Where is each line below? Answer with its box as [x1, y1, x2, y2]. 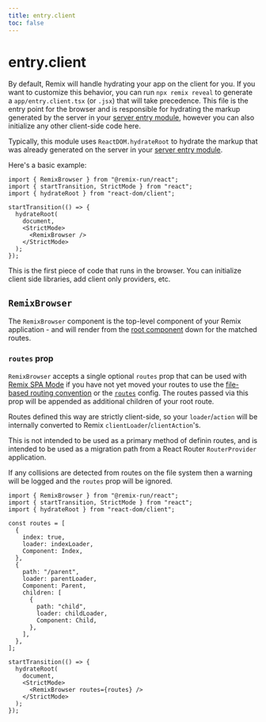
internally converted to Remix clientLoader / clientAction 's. [8, 420, 201, 430]
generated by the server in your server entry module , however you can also [8, 113, 255, 123]
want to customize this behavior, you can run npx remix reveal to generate [8, 88, 253, 97]
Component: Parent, [22, 582, 87, 590]
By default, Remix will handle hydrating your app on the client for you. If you [8, 79, 256, 89]
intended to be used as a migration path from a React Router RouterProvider [8, 444, 257, 453]
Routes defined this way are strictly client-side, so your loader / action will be [8, 411, 258, 421]
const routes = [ [8, 519, 66, 527]
